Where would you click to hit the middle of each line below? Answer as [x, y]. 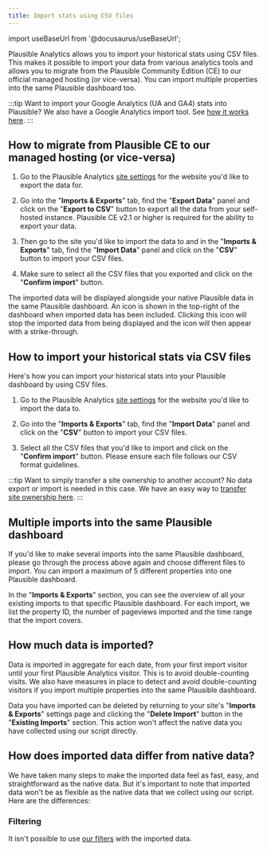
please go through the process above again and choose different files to [127, 562]
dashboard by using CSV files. [58, 384]
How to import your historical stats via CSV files [130, 357]
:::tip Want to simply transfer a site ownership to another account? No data [130, 480]
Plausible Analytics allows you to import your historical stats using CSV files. [133, 53]
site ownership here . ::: [46, 497]
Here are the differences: [49, 800]
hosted [31, 218]
